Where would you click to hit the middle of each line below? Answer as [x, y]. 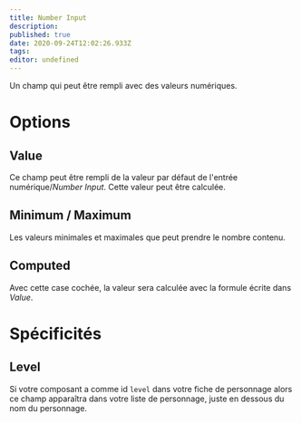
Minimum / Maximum [70, 215]
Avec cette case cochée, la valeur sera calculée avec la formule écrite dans [150, 287]
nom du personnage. [49, 408]
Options [40, 122]
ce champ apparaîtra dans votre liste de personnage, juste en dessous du [147, 399]
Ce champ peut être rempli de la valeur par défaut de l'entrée [124, 177]
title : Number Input [49, 18]
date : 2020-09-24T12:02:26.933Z [70, 43]
